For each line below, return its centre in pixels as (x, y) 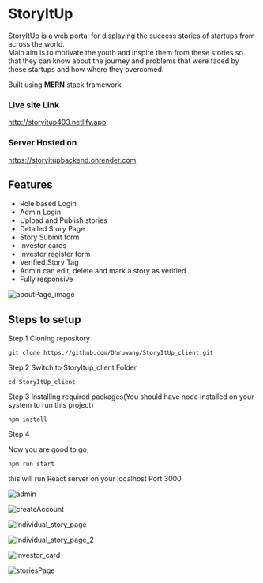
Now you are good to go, (49, 449)
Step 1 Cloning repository (49, 339)
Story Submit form (49, 237)
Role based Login (48, 204)
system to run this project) (51, 405)
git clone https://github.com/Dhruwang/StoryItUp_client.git (111, 353)
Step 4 (19, 434)
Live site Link (34, 105)
